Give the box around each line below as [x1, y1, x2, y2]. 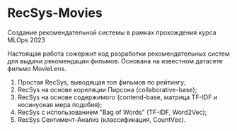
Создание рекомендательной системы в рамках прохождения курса [7, 28, 217, 37]
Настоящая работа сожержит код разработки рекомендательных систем [7, 49, 230, 58]
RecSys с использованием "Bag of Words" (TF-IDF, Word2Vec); [17, 108, 207, 116]
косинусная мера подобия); [17, 100, 103, 108]
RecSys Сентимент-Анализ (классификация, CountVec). [17, 115, 186, 124]
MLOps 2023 [7, 35, 46, 44]
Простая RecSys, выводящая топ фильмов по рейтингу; [17, 77, 186, 86]
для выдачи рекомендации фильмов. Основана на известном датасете [7, 56, 223, 65]
